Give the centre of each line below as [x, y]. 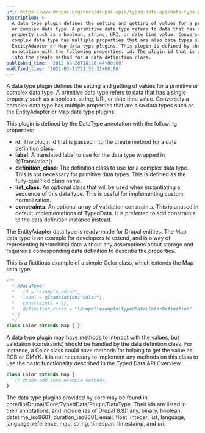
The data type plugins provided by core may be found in [77, 398]
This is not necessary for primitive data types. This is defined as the [100, 174]
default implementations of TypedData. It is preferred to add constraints [106, 213]
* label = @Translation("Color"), [58, 298]
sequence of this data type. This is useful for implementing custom [99, 194]
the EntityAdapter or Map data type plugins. [61, 112]
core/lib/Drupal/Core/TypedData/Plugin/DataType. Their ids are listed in [96, 404]
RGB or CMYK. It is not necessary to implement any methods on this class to [102, 357]
